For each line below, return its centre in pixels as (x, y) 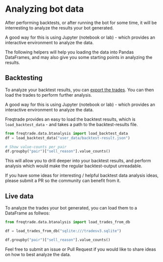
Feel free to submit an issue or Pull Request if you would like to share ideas (81, 249)
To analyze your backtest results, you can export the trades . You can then (80, 90)
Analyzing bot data (45, 9)
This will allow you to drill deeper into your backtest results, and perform (78, 161)
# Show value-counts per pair (36, 147)
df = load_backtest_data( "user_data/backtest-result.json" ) (68, 138)
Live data (19, 196)
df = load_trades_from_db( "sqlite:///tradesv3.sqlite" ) (63, 231)
